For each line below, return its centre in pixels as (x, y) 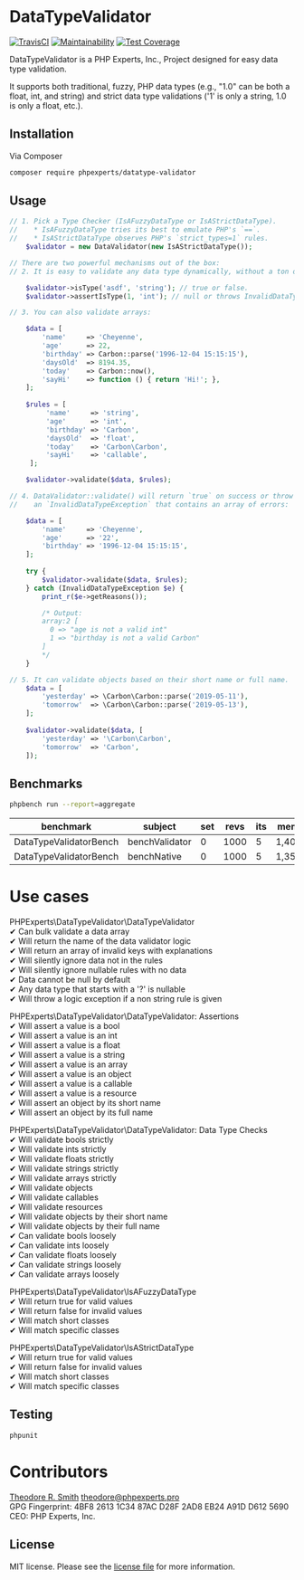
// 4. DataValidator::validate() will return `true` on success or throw (152, 496)
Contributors (59, 1471)
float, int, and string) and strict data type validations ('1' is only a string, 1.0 (148, 96)
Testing (31, 1415)
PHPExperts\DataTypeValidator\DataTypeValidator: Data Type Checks (139, 1130)
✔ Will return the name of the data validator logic (100, 941)
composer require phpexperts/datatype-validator (103, 172)
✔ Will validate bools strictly (62, 1140)
